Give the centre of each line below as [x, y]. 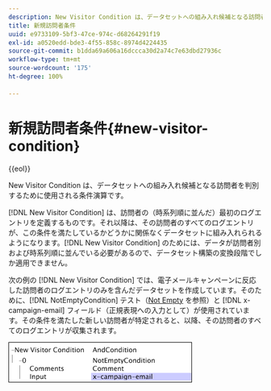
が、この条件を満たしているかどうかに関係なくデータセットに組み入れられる [135, 232]
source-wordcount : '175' [50, 69]
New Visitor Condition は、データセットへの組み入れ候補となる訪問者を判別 [134, 185]
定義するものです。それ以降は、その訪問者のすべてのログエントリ [145, 223]
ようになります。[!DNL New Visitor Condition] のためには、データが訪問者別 [135, 243]
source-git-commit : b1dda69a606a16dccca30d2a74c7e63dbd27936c [115, 51]
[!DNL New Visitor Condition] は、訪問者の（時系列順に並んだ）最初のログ [131, 212]
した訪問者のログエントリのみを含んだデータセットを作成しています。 [125, 289]
